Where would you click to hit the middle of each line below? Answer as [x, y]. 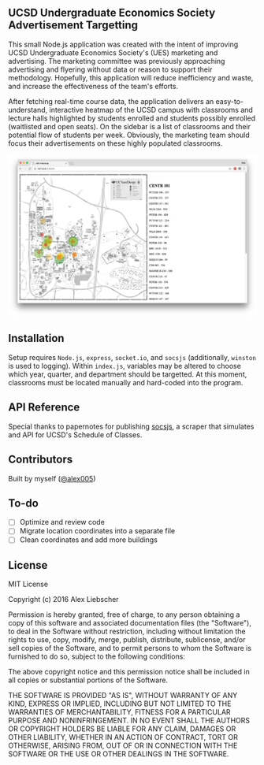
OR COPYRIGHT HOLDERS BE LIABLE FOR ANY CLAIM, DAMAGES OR [122, 729]
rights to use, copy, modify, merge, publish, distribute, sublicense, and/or [127, 640]
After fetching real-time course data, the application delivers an [111, 101]
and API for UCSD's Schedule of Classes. [75, 434]
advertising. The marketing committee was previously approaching [117, 61]
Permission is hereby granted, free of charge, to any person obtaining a [124, 615]
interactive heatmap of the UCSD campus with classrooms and [151, 110]
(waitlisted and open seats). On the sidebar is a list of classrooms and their [129, 126]
